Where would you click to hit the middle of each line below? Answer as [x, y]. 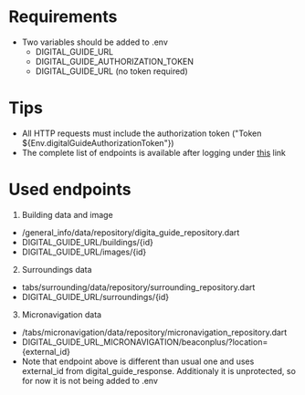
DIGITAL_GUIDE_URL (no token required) [111, 71]
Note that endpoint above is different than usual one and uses [138, 361]
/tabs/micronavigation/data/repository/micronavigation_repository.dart [154, 332]
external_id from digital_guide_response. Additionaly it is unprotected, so [158, 370]
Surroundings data [57, 269]
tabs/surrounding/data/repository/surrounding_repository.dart [138, 287]
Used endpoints [70, 190]
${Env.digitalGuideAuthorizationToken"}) [98, 142]
